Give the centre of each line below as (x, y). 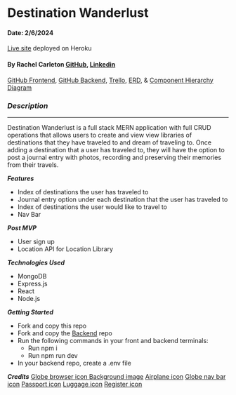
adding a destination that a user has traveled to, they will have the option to (116, 149)
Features (21, 178)
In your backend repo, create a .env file (74, 363)
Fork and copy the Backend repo (65, 333)
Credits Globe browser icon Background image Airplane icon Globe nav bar (117, 376)
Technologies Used (36, 262)
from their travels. (33, 165)
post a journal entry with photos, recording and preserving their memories (114, 157)
